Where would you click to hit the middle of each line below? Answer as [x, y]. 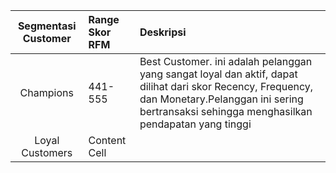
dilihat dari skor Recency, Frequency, [226, 86]
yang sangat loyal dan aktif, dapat [218, 74]
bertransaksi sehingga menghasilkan [226, 111]
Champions [46, 92]
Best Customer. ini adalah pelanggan [226, 61]
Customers [47, 152]
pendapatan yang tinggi [195, 124]
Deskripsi [163, 32]
